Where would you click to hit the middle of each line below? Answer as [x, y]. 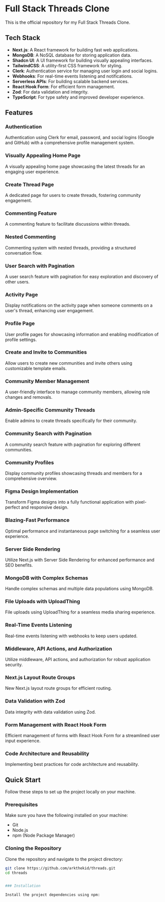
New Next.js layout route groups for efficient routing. [59, 688]
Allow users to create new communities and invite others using [69, 363]
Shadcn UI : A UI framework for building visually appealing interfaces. [82, 60]
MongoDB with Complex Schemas [47, 578]
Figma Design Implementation [42, 491]
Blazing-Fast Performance [37, 520]
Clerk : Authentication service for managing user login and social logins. [85, 71]
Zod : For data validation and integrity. [50, 92]
